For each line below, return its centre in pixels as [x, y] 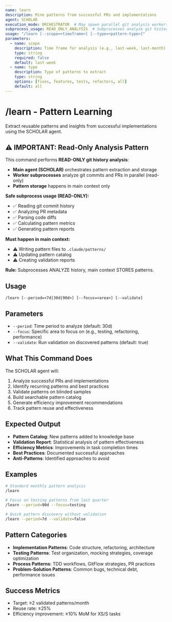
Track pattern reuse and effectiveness [53, 408]
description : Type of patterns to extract [60, 72]
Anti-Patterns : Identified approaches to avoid [61, 458]
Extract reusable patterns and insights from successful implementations [81, 126]
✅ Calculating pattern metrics [44, 223]
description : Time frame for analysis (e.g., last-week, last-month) [90, 48]
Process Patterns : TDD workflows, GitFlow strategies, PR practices [84, 564]
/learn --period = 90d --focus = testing [46, 505]
